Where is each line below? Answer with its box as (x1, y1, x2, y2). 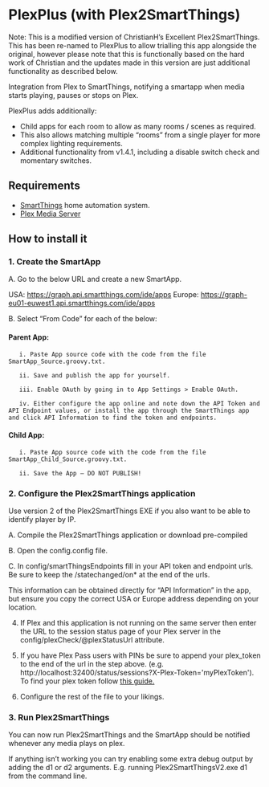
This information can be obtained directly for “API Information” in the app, (8, 585, 251, 595)
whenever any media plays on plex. (8, 739, 125, 748)
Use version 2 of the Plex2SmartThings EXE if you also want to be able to (8, 506, 251, 516)
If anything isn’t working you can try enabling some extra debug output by (8, 754, 254, 764)
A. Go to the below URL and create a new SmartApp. (8, 275, 182, 284)
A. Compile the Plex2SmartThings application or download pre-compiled (8, 530, 248, 540)
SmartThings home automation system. (19, 200, 150, 210)
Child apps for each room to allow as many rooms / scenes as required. (19, 121, 256, 131)
